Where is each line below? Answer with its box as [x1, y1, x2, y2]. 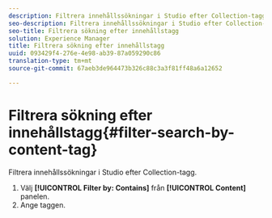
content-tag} [8, 140, 98, 158]
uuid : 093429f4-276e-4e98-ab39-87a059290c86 [8, 49, 161, 57]
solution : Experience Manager [8, 34, 111, 43]
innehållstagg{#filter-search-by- [8, 123, 235, 141]
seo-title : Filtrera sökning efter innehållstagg [8, 27, 180, 35]
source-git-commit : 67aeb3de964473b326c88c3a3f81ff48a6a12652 [8, 65, 223, 73]
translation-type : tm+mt [8, 57, 92, 65]
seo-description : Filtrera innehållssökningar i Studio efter [8, 19, 223, 27]
